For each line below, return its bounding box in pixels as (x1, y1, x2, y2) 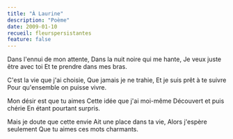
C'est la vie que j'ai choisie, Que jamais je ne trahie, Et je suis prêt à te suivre (7, 76, 227, 84)
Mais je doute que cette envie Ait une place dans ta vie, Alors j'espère (7, 117, 207, 126)
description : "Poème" (7, 17, 70, 24)
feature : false (7, 36, 51, 43)
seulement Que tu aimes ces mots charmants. (7, 125, 139, 133)
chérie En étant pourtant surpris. (7, 104, 101, 113)
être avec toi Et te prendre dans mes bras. (7, 63, 127, 71)
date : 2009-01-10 (7, 23, 58, 30)
